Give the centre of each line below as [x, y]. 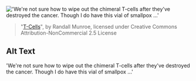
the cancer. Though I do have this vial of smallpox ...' [70, 72]
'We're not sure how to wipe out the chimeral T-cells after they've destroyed [98, 65]
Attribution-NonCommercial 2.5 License [69, 33]
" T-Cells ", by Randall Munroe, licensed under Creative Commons [99, 27]
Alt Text [21, 51]
